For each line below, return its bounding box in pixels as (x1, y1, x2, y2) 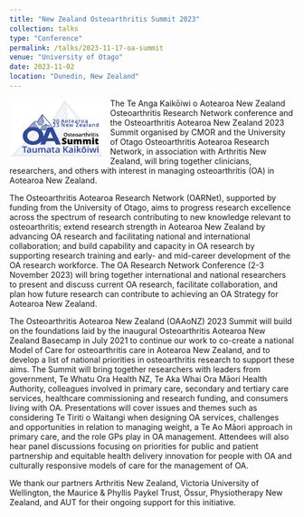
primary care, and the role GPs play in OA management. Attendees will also (9, 431, 290, 442)
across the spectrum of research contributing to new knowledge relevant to (9, 211, 291, 222)
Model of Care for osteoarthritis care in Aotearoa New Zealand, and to (9, 344, 271, 355)
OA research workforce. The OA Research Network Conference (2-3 (9, 259, 265, 271)
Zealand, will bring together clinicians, (109, 155, 252, 167)
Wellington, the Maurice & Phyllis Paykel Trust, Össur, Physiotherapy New (9, 487, 283, 498)
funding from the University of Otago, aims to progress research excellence (9, 202, 291, 213)
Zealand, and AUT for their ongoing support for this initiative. (9, 496, 237, 507)
